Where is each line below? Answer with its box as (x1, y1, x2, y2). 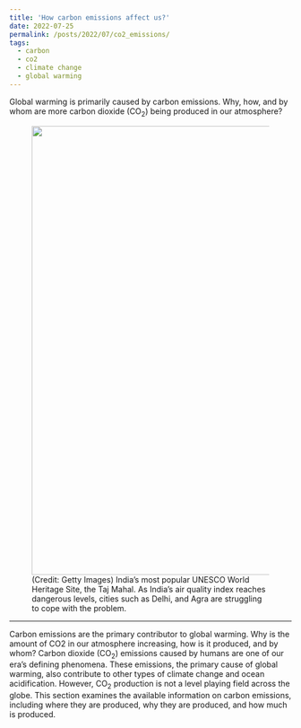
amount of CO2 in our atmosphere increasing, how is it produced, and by (9, 638, 279, 649)
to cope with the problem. (31, 602, 127, 613)
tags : (9, 38, 30, 48)
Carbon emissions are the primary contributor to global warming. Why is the (9, 628, 290, 639)
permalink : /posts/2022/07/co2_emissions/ (9, 30, 170, 39)
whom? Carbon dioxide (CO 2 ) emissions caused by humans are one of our (9, 647, 285, 661)
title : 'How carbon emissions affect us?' (9, 13, 170, 22)
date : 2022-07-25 (9, 22, 74, 31)
